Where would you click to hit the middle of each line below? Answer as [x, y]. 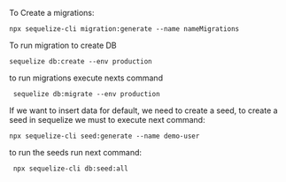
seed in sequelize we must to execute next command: [107, 120]
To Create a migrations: [52, 13]
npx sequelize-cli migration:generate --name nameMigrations [124, 29]
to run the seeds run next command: [76, 152]
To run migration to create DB [63, 45]
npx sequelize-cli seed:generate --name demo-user [104, 136]
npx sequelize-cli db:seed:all [70, 169]
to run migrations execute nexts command [86, 78]
